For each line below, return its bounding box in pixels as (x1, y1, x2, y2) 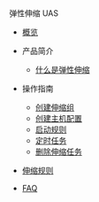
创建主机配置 (34, 113, 82, 123)
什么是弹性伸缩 (34, 65, 90, 74)
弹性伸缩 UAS (9, 8, 59, 19)
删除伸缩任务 (34, 146, 82, 157)
